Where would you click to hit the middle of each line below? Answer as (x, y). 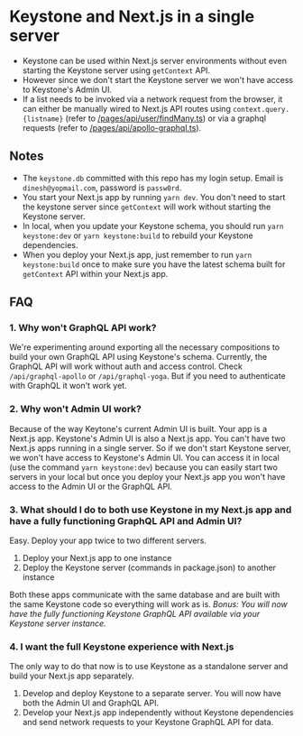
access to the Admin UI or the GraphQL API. (91, 486)
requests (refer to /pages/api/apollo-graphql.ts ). (112, 127)
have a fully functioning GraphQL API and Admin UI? (126, 520)
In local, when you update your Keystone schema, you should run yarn (153, 225)
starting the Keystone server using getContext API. (116, 70)
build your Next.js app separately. (72, 676)
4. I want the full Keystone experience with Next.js (122, 647)
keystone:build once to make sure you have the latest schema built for (154, 264)
